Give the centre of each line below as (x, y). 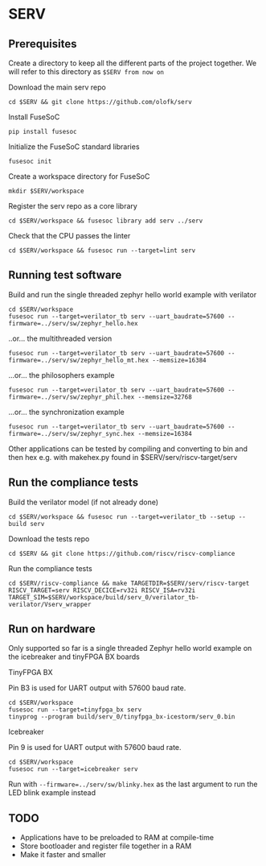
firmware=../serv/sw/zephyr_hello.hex (73, 323)
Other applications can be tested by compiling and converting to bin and (128, 449)
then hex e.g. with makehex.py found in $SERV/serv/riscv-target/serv (123, 457)
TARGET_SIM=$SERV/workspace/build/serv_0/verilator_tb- (104, 597)
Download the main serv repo (57, 87)
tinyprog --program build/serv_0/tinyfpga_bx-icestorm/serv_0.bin (122, 717)
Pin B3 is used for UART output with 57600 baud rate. (97, 688)
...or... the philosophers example (61, 375)
